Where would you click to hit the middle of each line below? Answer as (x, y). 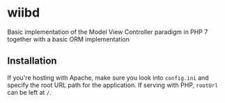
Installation (32, 61)
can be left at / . (30, 92)
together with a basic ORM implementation (69, 39)
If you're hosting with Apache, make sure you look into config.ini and (108, 77)
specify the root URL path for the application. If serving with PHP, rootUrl (113, 85)
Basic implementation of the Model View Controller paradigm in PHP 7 (108, 32)
